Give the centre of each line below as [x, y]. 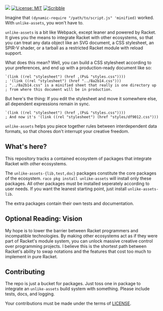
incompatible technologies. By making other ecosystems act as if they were [81, 236]
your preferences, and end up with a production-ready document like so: [79, 68]
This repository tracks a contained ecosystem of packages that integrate [78, 158]
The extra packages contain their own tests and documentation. [70, 203]
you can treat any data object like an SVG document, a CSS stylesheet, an [80, 43]
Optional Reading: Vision [44, 219]
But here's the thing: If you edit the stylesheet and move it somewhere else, [81, 99]
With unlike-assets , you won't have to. [45, 23]
